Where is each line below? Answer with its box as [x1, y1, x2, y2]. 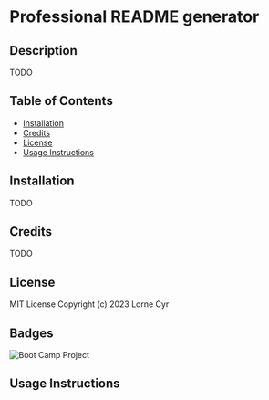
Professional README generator [9, 6, 260, 27]
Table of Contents [9, 93, 114, 109]
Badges [9, 325, 54, 341]
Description [9, 43, 78, 58]
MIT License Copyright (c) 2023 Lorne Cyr [9, 299, 170, 310]
